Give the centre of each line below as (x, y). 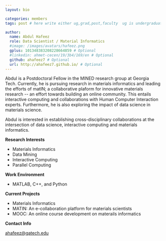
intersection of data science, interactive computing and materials (71, 125)
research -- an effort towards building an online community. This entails (78, 94)
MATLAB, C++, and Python (40, 184)
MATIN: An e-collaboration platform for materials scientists (72, 209)
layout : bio (17, 10)
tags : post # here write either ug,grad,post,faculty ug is (69, 23)
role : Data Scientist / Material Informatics (57, 42)
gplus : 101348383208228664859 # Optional (53, 50)
